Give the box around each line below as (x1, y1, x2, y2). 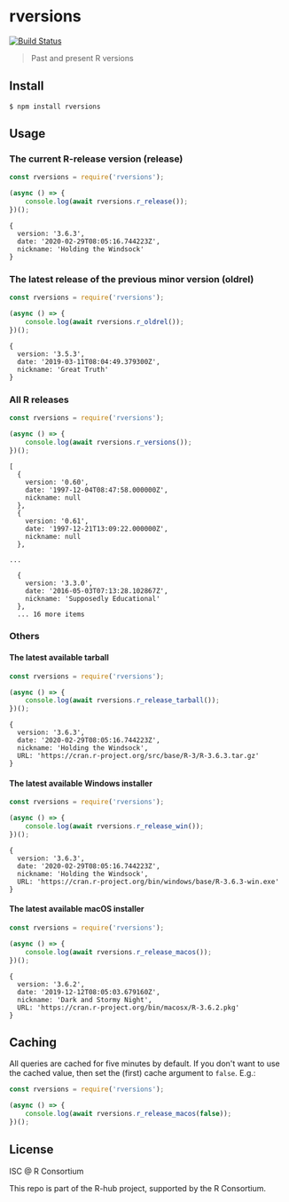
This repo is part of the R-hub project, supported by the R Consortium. (9, 1182, 267, 1193)
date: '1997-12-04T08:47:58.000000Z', (25, 486, 168, 494)
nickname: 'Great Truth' (17, 365, 109, 374)
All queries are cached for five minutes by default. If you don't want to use (9, 1058, 281, 1069)
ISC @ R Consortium (9, 1166, 84, 1176)
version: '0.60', (25, 478, 90, 486)
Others (9, 630, 40, 643)
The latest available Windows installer (9, 778, 153, 788)
